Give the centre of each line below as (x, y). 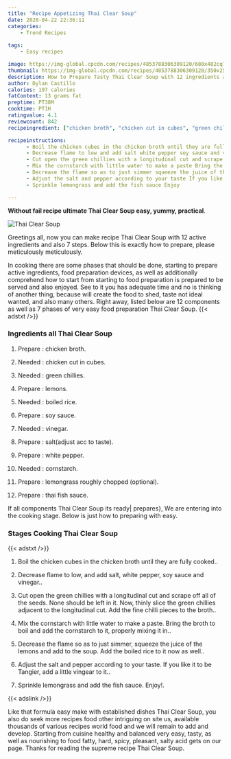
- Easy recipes (42, 52)
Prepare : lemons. (42, 388)
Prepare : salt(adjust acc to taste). (65, 442)
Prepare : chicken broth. (52, 349)
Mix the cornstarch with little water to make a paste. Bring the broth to (116, 623)
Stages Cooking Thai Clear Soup (63, 533)
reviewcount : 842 (33, 121)
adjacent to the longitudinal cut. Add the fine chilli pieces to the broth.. (117, 610)
